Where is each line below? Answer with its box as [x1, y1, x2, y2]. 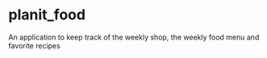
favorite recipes [8, 40, 60, 50]
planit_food [8, 6, 86, 24]
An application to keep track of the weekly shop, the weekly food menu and [8, 32, 260, 42]
